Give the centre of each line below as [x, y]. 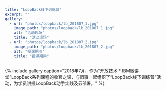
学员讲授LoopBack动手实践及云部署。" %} [62, 83]
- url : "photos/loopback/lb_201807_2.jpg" [54, 42]
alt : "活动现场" [29, 33]
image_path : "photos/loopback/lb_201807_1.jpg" [64, 28]
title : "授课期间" [32, 56]
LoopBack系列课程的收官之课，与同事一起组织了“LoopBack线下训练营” [84, 77]
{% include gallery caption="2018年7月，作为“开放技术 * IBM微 [70, 71]
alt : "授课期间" [29, 51]
